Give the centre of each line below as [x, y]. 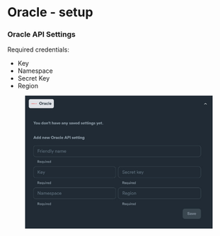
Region [28, 86]
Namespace [35, 71]
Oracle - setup [50, 12]
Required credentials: [38, 49]
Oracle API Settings [41, 35]
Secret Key [34, 78]
